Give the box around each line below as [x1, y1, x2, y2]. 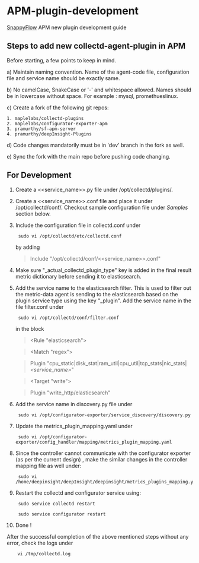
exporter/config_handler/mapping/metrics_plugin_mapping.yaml [15, 439, 172, 445]
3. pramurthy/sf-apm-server [7, 126, 76, 132]
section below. [15, 210, 51, 217]
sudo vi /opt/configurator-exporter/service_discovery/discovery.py [18, 412, 191, 418]
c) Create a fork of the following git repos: [7, 104, 109, 111]
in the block [15, 325, 44, 332]
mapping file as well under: [15, 462, 82, 469]
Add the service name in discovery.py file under [15, 400, 133, 407]
